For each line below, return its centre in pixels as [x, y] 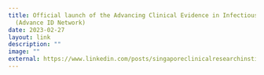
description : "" [35, 45]
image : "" [24, 52]
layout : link [29, 37]
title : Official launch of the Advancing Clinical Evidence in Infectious [133, 15]
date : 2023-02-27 [37, 30]
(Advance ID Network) [51, 23]
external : [24, 59]
